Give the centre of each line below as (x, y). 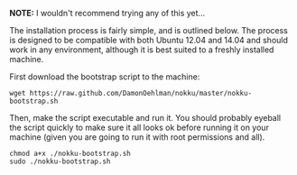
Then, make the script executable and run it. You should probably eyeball (145, 118)
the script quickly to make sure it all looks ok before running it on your (139, 127)
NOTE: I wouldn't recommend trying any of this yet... (107, 13)
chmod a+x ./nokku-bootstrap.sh (70, 153)
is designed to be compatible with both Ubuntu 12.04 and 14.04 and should (149, 40)
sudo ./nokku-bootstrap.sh (60, 161)
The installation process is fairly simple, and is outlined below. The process (149, 30)
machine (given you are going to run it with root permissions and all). (137, 137)
